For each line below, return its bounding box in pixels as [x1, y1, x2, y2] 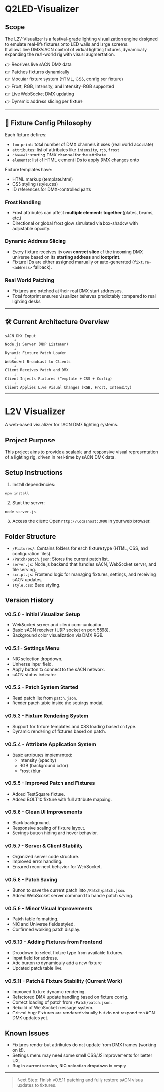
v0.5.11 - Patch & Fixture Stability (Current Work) [5, 978, 123, 985]
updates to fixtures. [17, 1082, 57, 1088]
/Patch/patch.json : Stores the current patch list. [12, 556, 109, 562]
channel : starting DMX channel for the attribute [12, 152, 106, 157]
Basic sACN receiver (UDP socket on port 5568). [12, 627, 110, 633]
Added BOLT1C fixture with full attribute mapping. [12, 796, 112, 802]
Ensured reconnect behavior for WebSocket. [12, 864, 102, 870]
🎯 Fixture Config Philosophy [5, 119, 92, 127]
